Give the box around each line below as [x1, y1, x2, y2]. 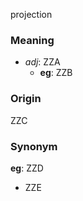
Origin [10, 92, 42, 106]
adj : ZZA [24, 56, 61, 68]
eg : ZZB [39, 67, 73, 79]
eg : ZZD [10, 162, 44, 174]
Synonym [10, 139, 58, 153]
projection [10, 9, 53, 20]
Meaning [10, 33, 55, 47]
